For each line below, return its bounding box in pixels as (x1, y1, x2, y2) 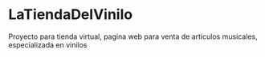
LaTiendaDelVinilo (8, 6, 133, 24)
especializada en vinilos (8, 40, 88, 49)
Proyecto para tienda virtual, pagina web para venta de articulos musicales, (8, 32, 259, 41)
